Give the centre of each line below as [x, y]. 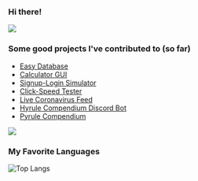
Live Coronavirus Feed [56, 99]
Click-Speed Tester [51, 91]
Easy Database [44, 66]
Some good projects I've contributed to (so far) [99, 49]
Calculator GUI [43, 74]
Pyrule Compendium [53, 116]
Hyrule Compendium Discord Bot [73, 108]
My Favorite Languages [54, 151]
